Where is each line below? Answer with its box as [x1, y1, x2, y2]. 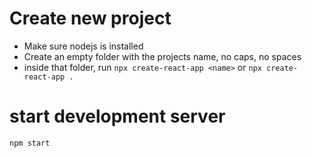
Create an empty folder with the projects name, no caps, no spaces [23, 50, 302, 62]
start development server [9, 105, 226, 128]
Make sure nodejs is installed [23, 40, 144, 52]
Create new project [9, 7, 172, 30]
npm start [9, 138, 51, 148]
